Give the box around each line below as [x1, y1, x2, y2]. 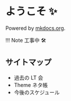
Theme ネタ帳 [13, 81, 48, 88]
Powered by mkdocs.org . [5, 24, 66, 32]
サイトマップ [5, 58, 52, 68]
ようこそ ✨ [5, 5, 58, 18]
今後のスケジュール [13, 89, 60, 96]
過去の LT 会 [13, 74, 44, 81]
